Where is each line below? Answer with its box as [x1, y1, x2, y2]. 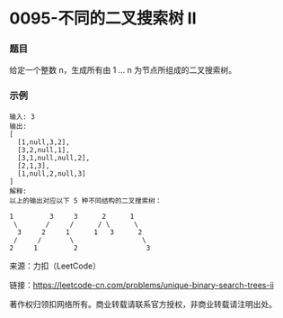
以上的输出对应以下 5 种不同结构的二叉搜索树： [9, 195, 163, 205]
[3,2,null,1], [17, 145, 70, 154]
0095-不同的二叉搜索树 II [9, 8, 197, 29]
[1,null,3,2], [17, 137, 70, 147]
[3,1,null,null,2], [17, 153, 91, 162]
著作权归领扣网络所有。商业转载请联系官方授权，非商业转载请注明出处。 [9, 298, 277, 309]
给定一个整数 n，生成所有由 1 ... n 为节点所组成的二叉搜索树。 [9, 65, 237, 76]
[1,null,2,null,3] [17, 168, 87, 178]
